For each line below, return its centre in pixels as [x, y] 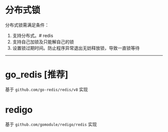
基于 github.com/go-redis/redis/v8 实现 [47, 89]
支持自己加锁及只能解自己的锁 [43, 42]
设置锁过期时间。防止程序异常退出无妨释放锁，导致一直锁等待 [76, 48]
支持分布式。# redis [33, 35]
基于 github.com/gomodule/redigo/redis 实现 [51, 124]
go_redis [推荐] [37, 75]
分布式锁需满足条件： [27, 25]
